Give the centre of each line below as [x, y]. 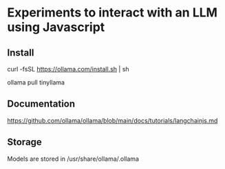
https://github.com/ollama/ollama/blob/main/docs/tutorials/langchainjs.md [112, 120]
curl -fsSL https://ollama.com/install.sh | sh [68, 69]
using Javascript [56, 27]
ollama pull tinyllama [36, 82]
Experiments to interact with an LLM [112, 13]
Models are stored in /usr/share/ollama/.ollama [73, 159]
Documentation [41, 104]
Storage [25, 142]
